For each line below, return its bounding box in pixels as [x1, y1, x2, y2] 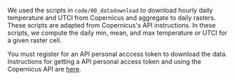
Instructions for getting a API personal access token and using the [7, 57, 202, 66]
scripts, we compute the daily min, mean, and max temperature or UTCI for [7, 28, 228, 37]
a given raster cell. [7, 36, 62, 45]
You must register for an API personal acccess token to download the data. [7, 50, 228, 58]
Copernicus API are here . [7, 65, 82, 73]
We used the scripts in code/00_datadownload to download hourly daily [7, 6, 213, 14]
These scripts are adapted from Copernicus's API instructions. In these [7, 21, 216, 29]
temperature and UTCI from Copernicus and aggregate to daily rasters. [7, 13, 216, 22]
